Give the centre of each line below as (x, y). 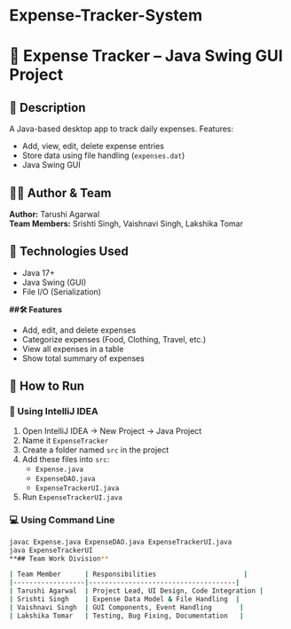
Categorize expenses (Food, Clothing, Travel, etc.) (114, 339)
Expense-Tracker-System (106, 16)
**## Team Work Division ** (59, 558)
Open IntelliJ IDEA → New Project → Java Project (112, 430)
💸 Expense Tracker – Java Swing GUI (146, 56)
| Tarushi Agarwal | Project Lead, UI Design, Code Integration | (137, 591)
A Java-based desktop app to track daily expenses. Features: (122, 129)
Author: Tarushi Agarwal (55, 214)
